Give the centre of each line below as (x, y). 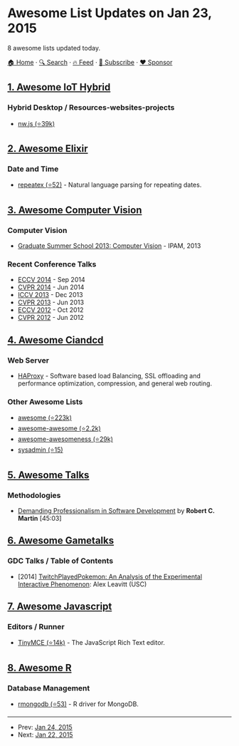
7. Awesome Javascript (60, 607)
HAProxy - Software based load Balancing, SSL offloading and (109, 375)
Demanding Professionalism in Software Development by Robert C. (116, 510)
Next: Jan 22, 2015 (45, 735)
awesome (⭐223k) (45, 418)
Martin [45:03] (39, 518)
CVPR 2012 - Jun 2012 (51, 318)
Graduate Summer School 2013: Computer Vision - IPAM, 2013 (109, 246)
